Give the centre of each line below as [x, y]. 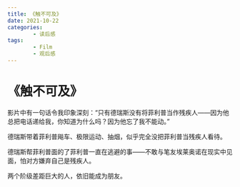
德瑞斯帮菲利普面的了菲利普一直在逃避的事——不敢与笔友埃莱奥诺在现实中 [117, 151]
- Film [43, 47]
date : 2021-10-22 [33, 21]
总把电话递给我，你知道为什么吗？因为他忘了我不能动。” [89, 121]
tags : [15, 41]
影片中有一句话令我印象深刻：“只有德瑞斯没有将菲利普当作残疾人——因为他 [119, 112]
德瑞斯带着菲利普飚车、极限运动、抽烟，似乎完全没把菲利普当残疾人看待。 [117, 136]
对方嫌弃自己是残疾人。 [60, 161]
